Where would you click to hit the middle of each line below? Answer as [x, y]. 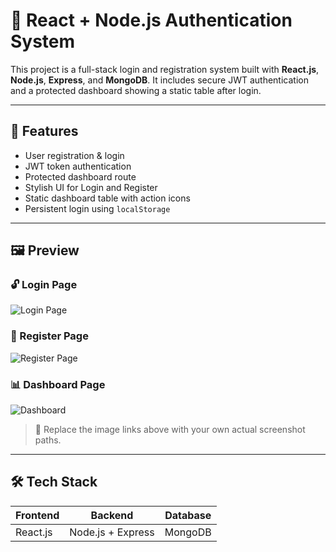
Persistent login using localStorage [97, 208]
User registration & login [74, 155]
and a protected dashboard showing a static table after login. [136, 90]
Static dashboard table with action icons [107, 198]
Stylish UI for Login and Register [91, 187]
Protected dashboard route [80, 176]
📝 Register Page [49, 336]
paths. [48, 440]
